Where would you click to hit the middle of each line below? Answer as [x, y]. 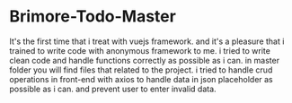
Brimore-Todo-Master [93, 17]
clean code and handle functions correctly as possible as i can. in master [145, 60]
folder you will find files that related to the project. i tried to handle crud [141, 70]
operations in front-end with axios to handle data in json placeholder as [142, 79]
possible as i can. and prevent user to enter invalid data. [113, 89]
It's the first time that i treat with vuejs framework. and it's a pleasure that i [147, 41]
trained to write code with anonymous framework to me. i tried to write [140, 50]
